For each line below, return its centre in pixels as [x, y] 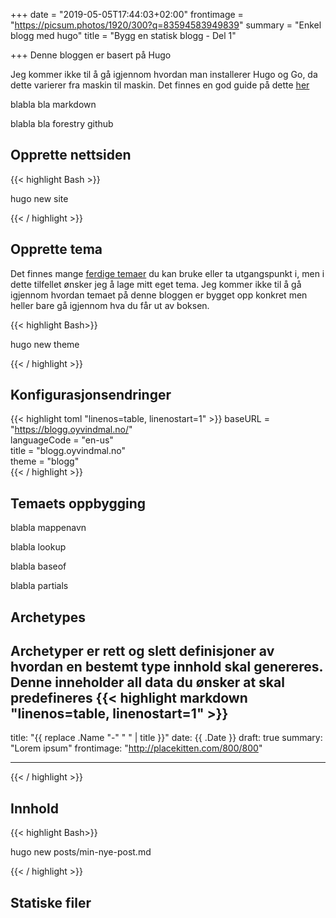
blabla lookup [38, 547]
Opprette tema [56, 249]
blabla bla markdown [53, 104]
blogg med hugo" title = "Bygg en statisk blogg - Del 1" [123, 35]
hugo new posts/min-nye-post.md [81, 852]
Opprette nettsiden [71, 155]
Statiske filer [51, 902]
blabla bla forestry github [62, 123]
